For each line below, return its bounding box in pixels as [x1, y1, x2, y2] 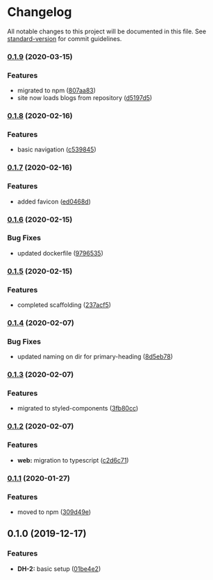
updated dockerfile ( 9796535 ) [17, 249, 104, 257]
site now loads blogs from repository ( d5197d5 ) [17, 94, 153, 102]
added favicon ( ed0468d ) [17, 197, 92, 206]
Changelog [7, 4, 72, 20]
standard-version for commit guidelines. [7, 34, 122, 42]
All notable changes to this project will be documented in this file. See [7, 27, 207, 35]
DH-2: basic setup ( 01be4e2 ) [17, 564, 101, 573]
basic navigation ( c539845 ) [17, 145, 97, 154]
